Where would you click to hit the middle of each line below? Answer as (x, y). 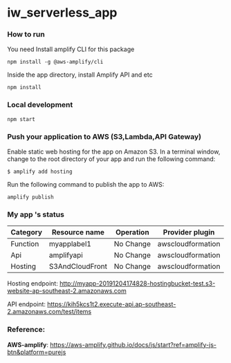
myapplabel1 (70, 244)
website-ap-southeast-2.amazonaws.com (67, 291)
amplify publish (30, 197)
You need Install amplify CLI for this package (71, 49)
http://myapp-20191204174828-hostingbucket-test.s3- (138, 283)
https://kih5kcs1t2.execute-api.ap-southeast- (112, 304)
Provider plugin (189, 232)
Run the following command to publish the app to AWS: (86, 185)
